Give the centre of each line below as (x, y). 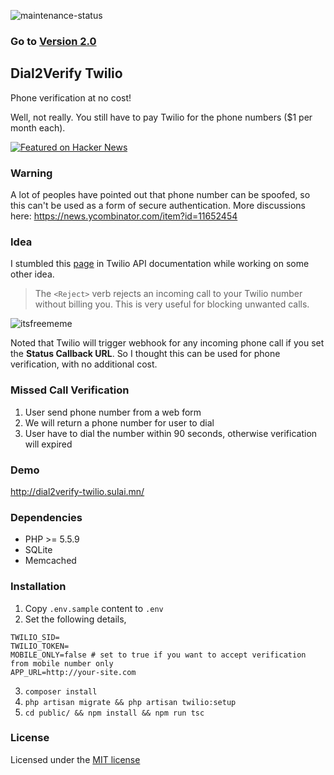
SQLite (38, 550)
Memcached (50, 561)
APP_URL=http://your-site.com (73, 672)
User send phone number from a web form (113, 412)
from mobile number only (62, 663)
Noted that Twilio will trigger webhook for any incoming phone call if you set (167, 343)
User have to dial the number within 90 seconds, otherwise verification (171, 433)
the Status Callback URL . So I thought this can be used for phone (145, 354)
